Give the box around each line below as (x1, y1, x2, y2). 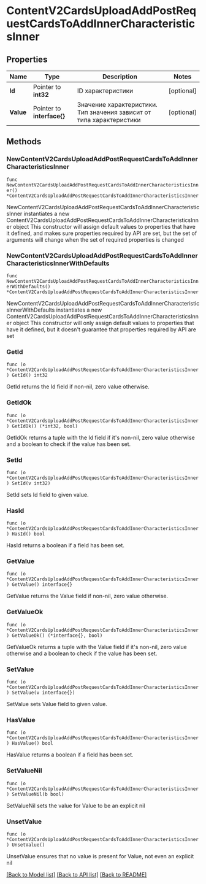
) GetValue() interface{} (6, 582, 72, 588)
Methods (6, 136, 42, 147)
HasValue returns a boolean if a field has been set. (6, 751, 134, 758)
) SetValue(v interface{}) (6, 690, 75, 696)
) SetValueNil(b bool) (6, 791, 64, 798)
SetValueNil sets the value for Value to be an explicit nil (6, 802, 145, 809)
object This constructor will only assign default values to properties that (13, 319, 194, 326)
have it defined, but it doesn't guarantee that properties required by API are (6, 326, 196, 333)
